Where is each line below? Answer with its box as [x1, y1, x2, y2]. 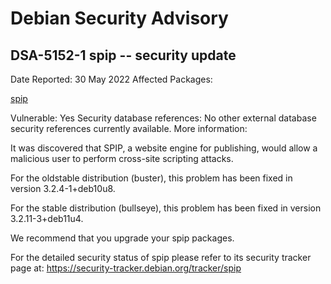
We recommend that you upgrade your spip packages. [10, 232, 235, 244]
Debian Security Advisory [10, 7, 229, 30]
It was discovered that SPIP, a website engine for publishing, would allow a [10, 142, 318, 154]
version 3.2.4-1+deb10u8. [10, 183, 116, 194]
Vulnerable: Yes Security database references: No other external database [10, 112, 317, 124]
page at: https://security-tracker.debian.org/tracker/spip [10, 262, 242, 274]
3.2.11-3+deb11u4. [10, 213, 84, 224]
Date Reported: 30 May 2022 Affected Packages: [10, 73, 213, 85]
